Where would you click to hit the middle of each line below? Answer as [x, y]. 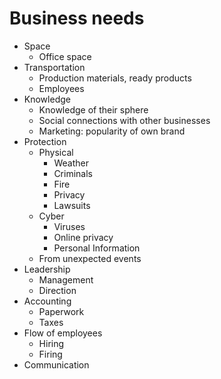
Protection [45, 141]
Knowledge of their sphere [93, 109]
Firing [50, 354]
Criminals [73, 173]
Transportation [54, 67]
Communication [56, 364]
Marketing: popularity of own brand [112, 131]
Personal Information [97, 248]
